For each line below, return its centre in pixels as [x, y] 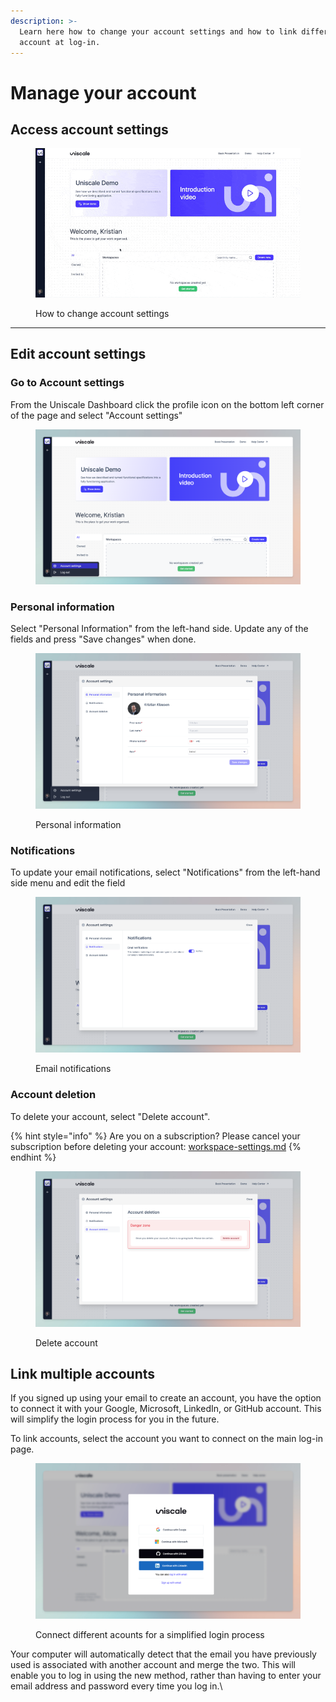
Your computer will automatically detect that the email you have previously [163, 1654]
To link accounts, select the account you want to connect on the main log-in [166, 1439]
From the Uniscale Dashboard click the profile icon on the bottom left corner [167, 404]
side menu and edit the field [68, 883]
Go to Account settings [67, 383]
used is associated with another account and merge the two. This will [153, 1665]
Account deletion [53, 1095]
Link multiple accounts [83, 1373]
